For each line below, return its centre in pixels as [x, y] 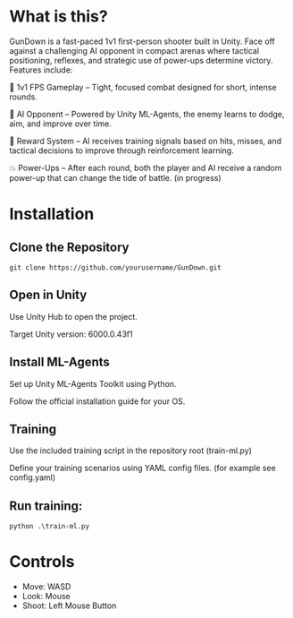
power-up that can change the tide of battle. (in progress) [115, 177]
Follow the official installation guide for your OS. [97, 401]
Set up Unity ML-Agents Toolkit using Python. [93, 383]
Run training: [46, 506]
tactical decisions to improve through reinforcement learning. [121, 150]
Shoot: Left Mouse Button [69, 605]
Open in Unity [48, 295]
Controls [42, 562]
